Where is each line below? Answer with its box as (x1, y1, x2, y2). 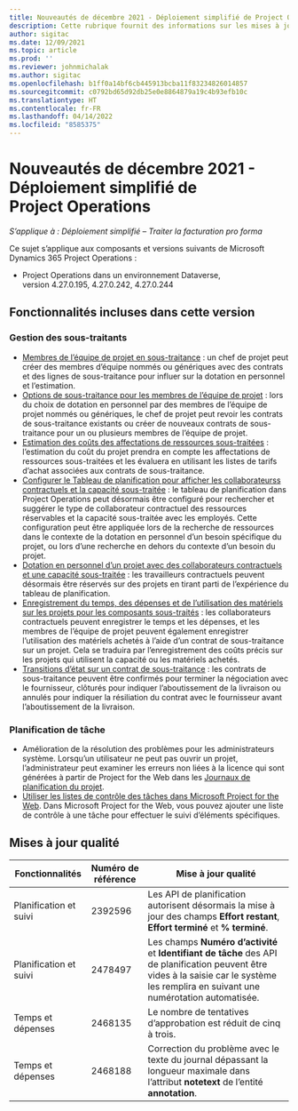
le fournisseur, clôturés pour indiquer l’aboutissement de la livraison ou (21, 682, 282, 693)
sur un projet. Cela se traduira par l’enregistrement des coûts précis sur (21, 644, 284, 655)
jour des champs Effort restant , (147, 910, 280, 923)
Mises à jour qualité (9, 835, 120, 851)
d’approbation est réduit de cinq (147, 1017, 281, 1029)
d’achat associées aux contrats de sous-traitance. (21, 465, 206, 476)
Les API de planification (147, 888, 247, 900)
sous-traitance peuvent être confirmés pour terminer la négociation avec (21, 673, 289, 683)
